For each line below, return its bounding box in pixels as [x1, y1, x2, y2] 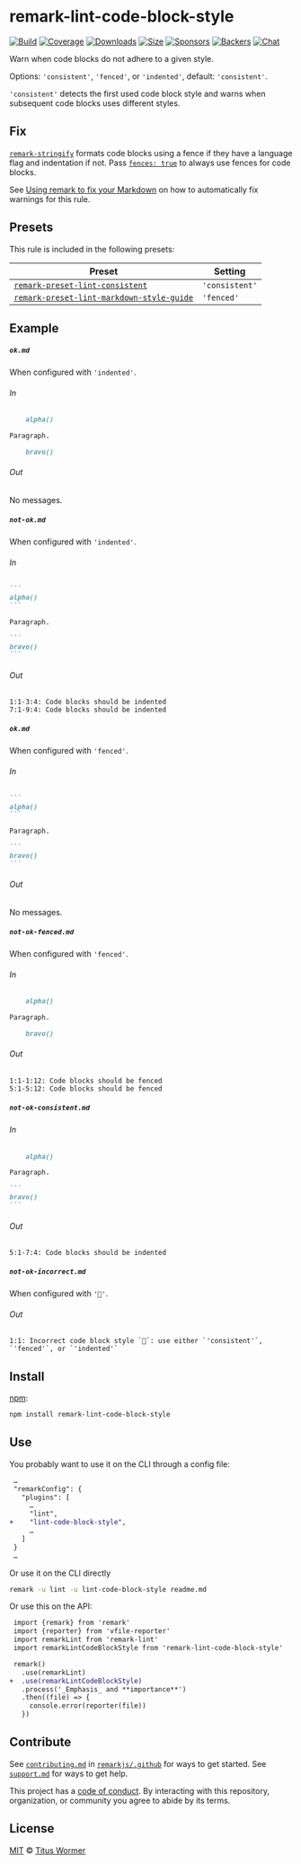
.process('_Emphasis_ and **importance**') [21, 1684, 187, 1694]
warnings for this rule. [9, 193, 91, 204]
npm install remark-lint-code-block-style [9, 1410, 171, 1419]
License [9, 1821, 55, 1836]
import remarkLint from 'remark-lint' [13, 1635, 159, 1645]
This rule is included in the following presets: [9, 243, 175, 254]
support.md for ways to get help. [9, 1768, 128, 1779]
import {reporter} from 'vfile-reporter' [13, 1627, 171, 1636]
